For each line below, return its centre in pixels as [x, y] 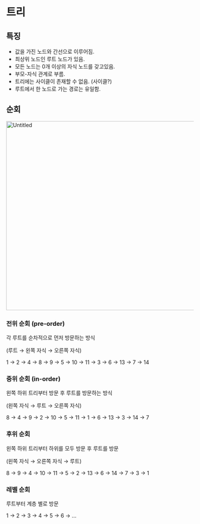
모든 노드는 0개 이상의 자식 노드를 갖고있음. [65, 67]
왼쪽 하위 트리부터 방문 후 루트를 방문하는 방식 [60, 393]
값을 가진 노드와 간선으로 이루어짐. [54, 52]
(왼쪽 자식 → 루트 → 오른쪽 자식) [44, 406]
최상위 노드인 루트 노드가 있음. [50, 59]
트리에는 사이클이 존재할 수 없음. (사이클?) [63, 81]
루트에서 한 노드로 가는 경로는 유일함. [58, 89]
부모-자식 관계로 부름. [40, 74]
